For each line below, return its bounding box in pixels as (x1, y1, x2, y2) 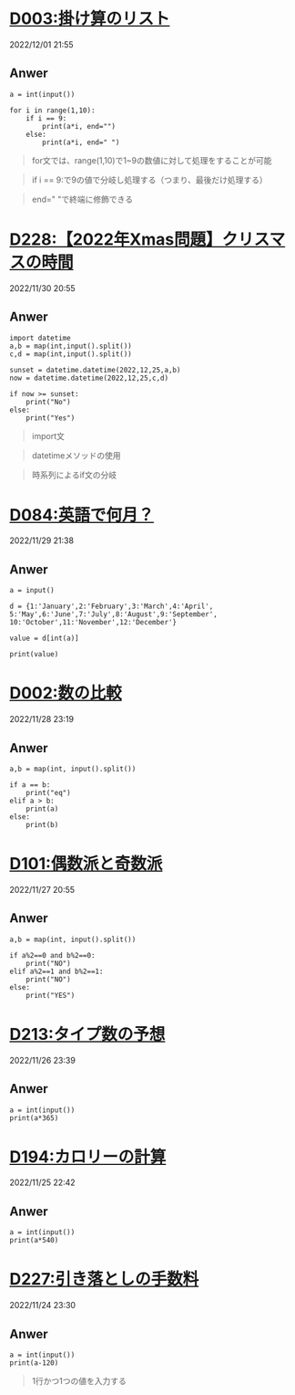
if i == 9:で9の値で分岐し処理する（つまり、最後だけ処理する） (31, 174, 268, 185)
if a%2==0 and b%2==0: (9, 950, 96, 960)
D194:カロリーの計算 (9, 1147, 167, 1167)
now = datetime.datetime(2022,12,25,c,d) (9, 373, 169, 383)
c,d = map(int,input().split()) (9, 349, 132, 359)
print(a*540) (9, 1236, 59, 1245)
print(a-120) (9, 1358, 59, 1368)
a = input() (9, 586, 55, 595)
